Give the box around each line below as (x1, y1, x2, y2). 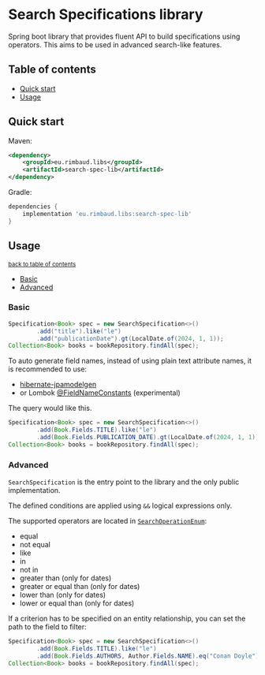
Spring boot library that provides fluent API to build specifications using (8, 32, 241, 41)
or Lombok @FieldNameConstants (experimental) (19, 388, 181, 397)
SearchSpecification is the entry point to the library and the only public (8, 477, 240, 487)
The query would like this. (8, 404, 92, 413)
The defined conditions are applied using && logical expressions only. (8, 501, 233, 510)
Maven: (8, 136, 33, 145)
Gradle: (8, 188, 32, 197)
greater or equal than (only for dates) (19, 582, 140, 591)
